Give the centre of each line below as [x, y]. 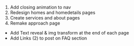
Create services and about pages [45, 18]
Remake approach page [35, 23]
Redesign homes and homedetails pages [53, 12]
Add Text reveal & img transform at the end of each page [70, 33]
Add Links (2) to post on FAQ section [48, 38]
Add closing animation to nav [40, 7]
